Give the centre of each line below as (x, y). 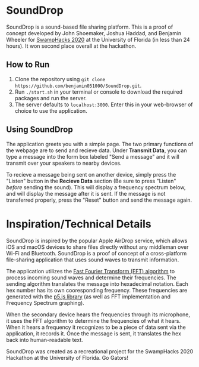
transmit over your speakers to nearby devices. (64, 163)
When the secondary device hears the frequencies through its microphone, (98, 314)
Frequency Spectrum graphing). (45, 303)
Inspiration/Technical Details (79, 224)
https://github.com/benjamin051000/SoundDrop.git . (78, 85)
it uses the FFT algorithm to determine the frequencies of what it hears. (94, 320)
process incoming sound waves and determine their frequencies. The (91, 277)
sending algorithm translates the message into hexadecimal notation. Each (97, 283)
